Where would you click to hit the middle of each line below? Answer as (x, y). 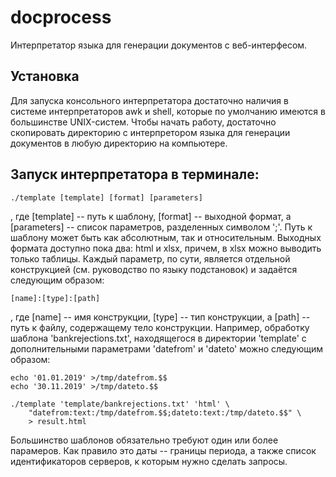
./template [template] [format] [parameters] (106, 197)
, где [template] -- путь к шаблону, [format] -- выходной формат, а (151, 216)
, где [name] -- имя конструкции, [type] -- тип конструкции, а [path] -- (160, 317)
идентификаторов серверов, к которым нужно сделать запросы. (149, 461)
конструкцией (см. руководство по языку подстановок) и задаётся (154, 269)
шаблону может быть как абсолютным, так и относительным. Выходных (166, 237)
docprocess (61, 17)
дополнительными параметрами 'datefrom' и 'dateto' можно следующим (166, 348)
